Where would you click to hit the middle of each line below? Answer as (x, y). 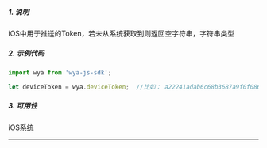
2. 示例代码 (27, 53)
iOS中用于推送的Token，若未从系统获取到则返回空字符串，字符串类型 (122, 33)
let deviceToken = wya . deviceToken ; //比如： (85, 87)
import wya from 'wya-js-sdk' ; (60, 72)
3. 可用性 (23, 106)
